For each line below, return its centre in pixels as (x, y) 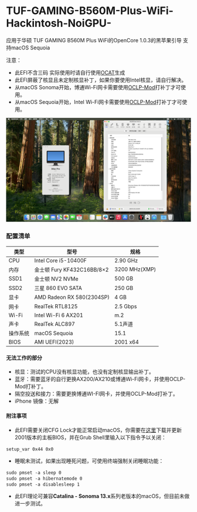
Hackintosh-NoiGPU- (59, 23)
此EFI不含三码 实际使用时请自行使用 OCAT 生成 (70, 72)
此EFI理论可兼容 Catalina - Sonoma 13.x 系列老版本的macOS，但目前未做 (102, 496)
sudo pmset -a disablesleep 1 (43, 484)
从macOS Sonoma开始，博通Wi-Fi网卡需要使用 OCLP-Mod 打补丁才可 (98, 87)
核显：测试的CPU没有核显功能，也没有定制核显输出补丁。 (84, 372)
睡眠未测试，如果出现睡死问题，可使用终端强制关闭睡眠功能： (89, 461)
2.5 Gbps (125, 306)
